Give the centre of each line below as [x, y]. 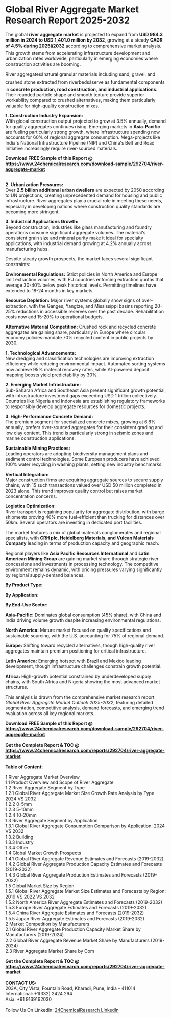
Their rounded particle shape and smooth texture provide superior [75, 95]
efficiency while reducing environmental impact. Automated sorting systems [86, 364]
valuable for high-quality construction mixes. [52, 106]
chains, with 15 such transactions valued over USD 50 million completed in [83, 485]
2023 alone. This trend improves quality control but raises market [74, 491]
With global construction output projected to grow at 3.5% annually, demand [86, 121]
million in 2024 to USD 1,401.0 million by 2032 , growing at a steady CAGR [84, 40]
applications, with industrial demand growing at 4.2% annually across [78, 243]
